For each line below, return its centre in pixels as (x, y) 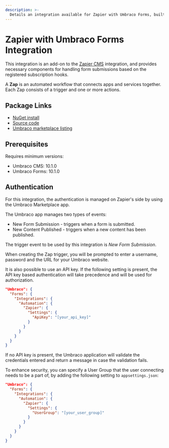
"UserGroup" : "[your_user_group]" (68, 413)
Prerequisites (27, 144)
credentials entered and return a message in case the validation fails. (77, 361)
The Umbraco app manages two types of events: (56, 214)
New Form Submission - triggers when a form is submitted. (74, 224)
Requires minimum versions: (34, 156)
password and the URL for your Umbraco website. (57, 259)
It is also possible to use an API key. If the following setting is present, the (81, 269)
